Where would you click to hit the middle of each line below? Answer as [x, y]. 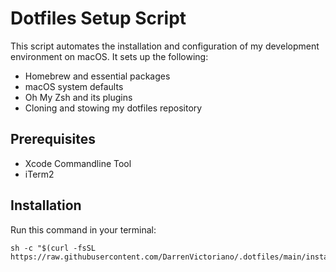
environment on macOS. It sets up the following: [109, 56]
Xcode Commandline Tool [78, 163]
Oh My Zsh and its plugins [78, 97]
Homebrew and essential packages [97, 76]
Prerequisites [53, 139]
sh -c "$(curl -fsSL [53, 248]
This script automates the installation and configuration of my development [165, 46]
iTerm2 [39, 174]
